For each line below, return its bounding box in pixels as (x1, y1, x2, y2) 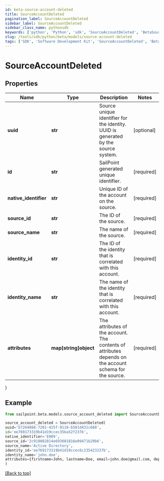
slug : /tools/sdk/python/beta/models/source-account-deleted (5, 35, 132, 40)
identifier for (99, 115, 128, 121)
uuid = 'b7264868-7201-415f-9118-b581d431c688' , (5, 425, 102, 430)
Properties (5, 79, 38, 88)
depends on (99, 353, 127, 360)
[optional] (133, 127, 156, 134)
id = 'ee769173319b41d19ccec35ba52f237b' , (5, 430, 89, 435)
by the (99, 139, 114, 146)
